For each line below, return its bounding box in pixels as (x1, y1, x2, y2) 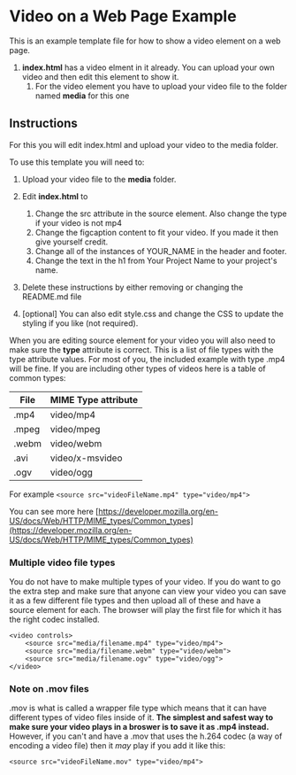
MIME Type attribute (49, 393, 139, 406)
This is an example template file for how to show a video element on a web (9, 35, 281, 46)
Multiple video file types (9, 556, 116, 569)
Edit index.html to (21, 190, 88, 201)
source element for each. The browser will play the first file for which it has (9, 605, 283, 616)
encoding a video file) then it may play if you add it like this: (9, 740, 226, 751)
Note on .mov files (9, 682, 90, 694)
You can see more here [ (9, 506, 99, 516)
